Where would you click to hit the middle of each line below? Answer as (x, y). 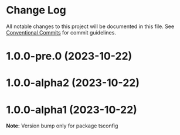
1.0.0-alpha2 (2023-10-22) (73, 83)
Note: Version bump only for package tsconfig (62, 126)
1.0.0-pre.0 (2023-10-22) (69, 56)
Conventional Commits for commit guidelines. (61, 32)
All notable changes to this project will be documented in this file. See (90, 26)
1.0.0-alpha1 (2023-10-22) (72, 110)
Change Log (36, 10)
